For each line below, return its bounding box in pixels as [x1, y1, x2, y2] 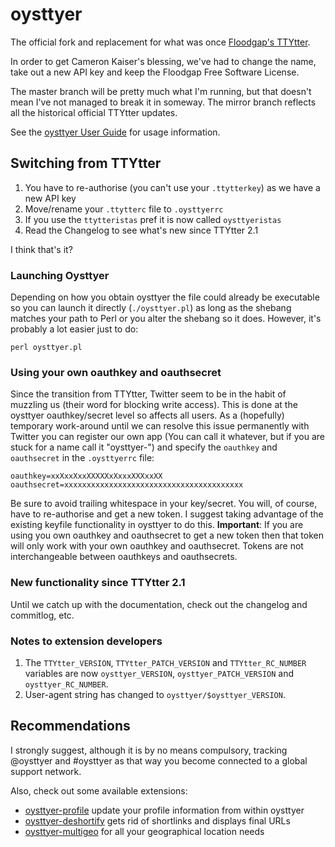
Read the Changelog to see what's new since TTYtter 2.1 [24, 224, 259, 236]
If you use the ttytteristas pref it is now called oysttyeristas [24, 213, 282, 225]
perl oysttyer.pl [10, 343, 83, 353]
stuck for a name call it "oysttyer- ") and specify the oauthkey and [10, 441, 278, 453]
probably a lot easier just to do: [10, 323, 139, 335]
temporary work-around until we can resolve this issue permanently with [10, 420, 310, 432]
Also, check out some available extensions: [10, 784, 188, 797]
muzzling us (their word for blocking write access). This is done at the [10, 399, 298, 411]
